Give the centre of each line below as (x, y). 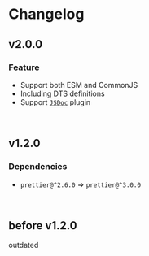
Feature (24, 67)
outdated (24, 245)
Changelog (46, 14)
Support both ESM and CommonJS (79, 85)
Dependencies (38, 167)
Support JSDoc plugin (55, 102)
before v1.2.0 (43, 226)
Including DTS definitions (62, 93)
